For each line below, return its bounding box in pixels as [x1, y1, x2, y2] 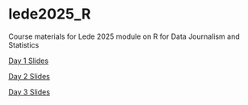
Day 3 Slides [8, 86, 51, 97]
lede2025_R [8, 5, 91, 23]
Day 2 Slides [8, 71, 50, 81]
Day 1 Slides [8, 56, 49, 65]
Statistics [8, 40, 40, 49]
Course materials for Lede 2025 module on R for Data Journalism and [8, 31, 240, 41]
